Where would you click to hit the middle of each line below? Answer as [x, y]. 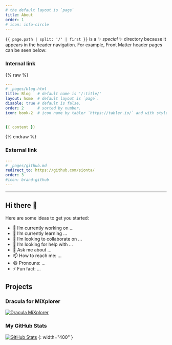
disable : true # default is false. [43, 103]
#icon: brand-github [27, 180]
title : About [19, 15]
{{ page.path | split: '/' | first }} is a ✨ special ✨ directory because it [86, 39]
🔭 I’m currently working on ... [43, 228]
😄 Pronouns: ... [29, 263]
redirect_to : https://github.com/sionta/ [50, 170]
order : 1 [15, 20]
